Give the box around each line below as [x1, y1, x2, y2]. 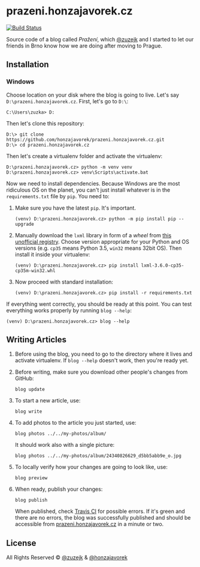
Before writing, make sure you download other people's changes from [14, 368, 188, 376]
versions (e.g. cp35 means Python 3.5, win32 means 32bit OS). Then [14, 244, 182, 252]
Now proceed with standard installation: [14, 278, 114, 285]
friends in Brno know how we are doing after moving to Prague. [6, 42, 163, 49]
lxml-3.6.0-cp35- [141, 262, 184, 268]
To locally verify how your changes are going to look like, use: [14, 464, 168, 471]
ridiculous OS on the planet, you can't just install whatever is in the [6, 186, 171, 193]
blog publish [14, 497, 48, 503]
